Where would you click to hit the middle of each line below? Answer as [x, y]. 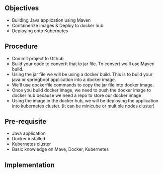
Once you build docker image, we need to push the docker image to [81, 90]
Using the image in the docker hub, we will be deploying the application [85, 100]
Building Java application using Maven [51, 20]
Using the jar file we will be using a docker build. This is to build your [82, 74]
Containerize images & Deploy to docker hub [58, 25]
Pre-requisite [26, 122]
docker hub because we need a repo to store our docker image [77, 95]
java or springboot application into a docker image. [64, 80]
